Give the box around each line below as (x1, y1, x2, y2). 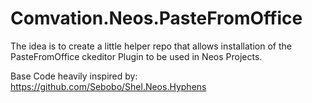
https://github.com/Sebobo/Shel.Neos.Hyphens (10, 80, 207, 92)
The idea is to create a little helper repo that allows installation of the (10, 40, 292, 52)
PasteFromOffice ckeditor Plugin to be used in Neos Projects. (10, 50, 263, 62)
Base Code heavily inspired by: (10, 70, 138, 82)
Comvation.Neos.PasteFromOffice (10, 7, 303, 30)
